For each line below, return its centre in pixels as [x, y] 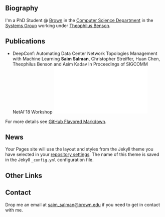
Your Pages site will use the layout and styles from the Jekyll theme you [79, 149]
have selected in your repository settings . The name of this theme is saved [82, 154]
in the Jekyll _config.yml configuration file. [49, 160]
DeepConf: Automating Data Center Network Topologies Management [85, 53]
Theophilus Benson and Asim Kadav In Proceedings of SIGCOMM [80, 64]
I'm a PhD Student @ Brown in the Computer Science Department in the [79, 20]
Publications [25, 41]
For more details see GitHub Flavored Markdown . [56, 121]
